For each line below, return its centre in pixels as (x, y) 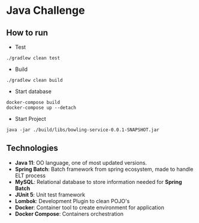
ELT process (30, 176)
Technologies (32, 148)
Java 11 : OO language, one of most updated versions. (81, 162)
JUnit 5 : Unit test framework (50, 194)
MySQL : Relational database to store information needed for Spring (98, 182)
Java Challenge (46, 11)
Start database (33, 91)
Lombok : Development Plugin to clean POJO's (72, 201)
